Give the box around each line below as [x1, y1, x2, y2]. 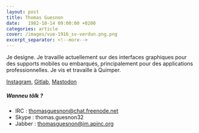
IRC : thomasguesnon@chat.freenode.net [15, 107, 119, 114]
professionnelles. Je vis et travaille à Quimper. [6, 66, 121, 73]
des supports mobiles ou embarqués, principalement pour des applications [6, 60, 194, 67]
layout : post [6, 8, 39, 15]
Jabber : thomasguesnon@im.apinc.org [15, 120, 114, 127]
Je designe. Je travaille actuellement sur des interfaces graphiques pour [6, 54, 187, 60]
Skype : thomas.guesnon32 [15, 113, 84, 121]
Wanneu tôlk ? [6, 92, 44, 99]
